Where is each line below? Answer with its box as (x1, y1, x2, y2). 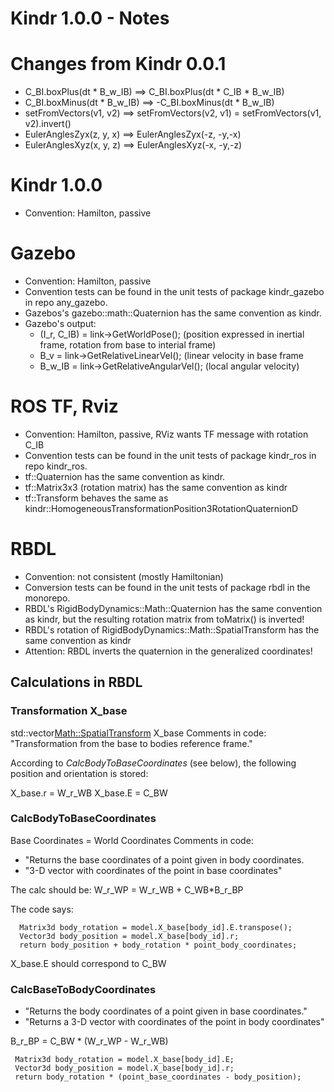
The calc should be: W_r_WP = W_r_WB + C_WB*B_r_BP (10, 883, 244, 896)
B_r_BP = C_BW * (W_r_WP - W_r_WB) (10, 1035, 169, 1047)
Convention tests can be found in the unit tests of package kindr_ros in (24, 449, 317, 461)
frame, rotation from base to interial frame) (39, 339, 217, 351)
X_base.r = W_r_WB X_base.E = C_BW (10, 787, 168, 799)
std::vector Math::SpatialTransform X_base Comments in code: (10, 727, 267, 739)
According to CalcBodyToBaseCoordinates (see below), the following (10, 757, 297, 769)
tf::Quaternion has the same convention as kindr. (24, 470, 226, 482)
